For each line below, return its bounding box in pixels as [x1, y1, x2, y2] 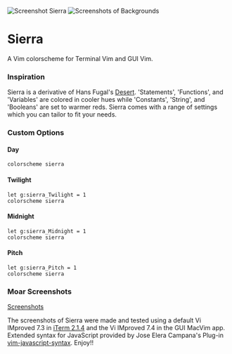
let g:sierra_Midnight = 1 [7, 228, 86, 235]
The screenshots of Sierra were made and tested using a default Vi [7, 316, 202, 324]
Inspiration [7, 72, 46, 81]
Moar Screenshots [7, 287, 72, 296]
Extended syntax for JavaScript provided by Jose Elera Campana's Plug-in [7, 331, 224, 340]
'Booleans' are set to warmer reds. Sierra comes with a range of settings [7, 103, 218, 112]
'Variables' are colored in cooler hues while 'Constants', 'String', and [7, 96, 205, 104]
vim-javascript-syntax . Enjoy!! [7, 339, 94, 347]
